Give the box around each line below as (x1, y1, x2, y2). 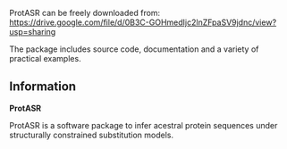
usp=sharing (9, 27, 56, 37)
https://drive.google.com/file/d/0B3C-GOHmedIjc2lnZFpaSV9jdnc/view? (9, 17, 277, 28)
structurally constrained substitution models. (9, 129, 174, 140)
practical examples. (9, 54, 82, 63)
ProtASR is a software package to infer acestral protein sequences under (9, 120, 278, 130)
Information (9, 79, 77, 95)
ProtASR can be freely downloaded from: (9, 8, 161, 18)
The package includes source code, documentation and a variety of (9, 44, 259, 54)
